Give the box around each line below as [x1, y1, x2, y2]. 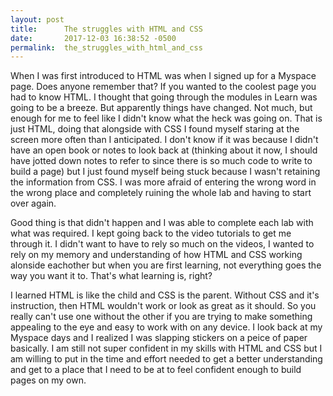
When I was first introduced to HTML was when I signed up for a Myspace [10, 70, 317, 82]
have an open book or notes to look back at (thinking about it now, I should [10, 144, 318, 156]
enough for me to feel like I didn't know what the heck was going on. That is [10, 112, 323, 125]
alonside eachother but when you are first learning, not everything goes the [10, 259, 322, 271]
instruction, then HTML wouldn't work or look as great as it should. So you [10, 300, 317, 312]
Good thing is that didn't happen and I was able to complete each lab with [10, 217, 314, 229]
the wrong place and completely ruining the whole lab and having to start [10, 187, 312, 199]
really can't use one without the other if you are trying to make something [10, 311, 313, 323]
